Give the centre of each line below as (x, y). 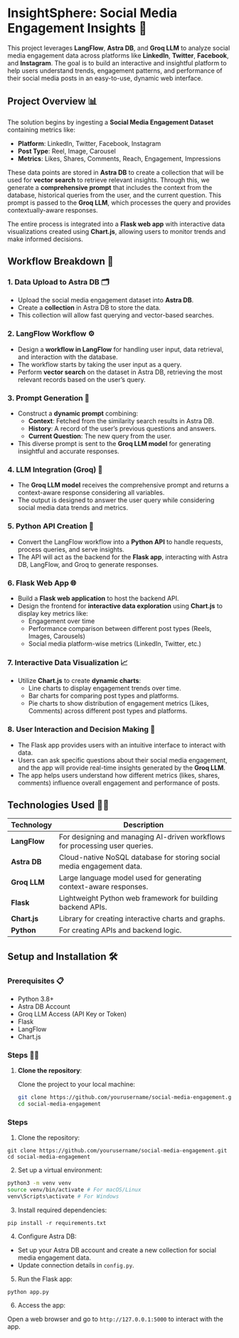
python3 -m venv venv (39, 1183)
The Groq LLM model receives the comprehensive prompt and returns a (123, 485)
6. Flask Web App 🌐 (42, 583)
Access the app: (42, 1305)
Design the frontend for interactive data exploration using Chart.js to (120, 605)
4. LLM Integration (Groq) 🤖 (55, 469)
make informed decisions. (45, 239)
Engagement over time (62, 621)
